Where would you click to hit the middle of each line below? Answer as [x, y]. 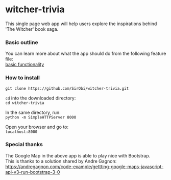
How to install [22, 78]
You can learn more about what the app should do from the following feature [86, 54]
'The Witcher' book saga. [32, 29]
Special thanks [24, 145]
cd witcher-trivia [25, 103]
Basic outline [22, 42]
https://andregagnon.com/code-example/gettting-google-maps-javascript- [84, 166]
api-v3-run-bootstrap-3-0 [33, 172]
